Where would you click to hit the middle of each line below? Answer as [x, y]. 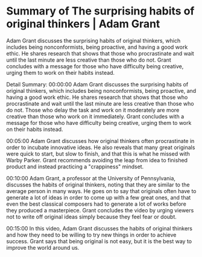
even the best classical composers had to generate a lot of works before [96, 204]
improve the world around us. [43, 247]
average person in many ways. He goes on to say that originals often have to [102, 191]
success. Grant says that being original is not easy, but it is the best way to [99, 241]
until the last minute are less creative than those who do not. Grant [89, 60]
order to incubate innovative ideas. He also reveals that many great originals [101, 147]
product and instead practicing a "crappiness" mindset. [75, 167]
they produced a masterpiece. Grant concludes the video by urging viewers [100, 210]
